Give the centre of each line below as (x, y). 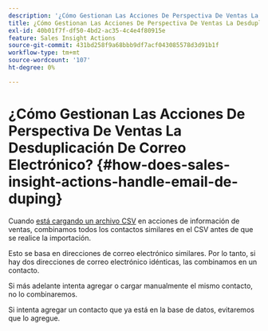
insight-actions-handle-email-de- (123, 181)
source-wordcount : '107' (49, 61)
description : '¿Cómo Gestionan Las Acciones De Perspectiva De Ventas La (134, 16)
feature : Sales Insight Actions (62, 38)
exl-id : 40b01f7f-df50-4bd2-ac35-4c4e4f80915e (87, 30)
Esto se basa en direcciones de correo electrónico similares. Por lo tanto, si (132, 253)
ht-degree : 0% (32, 68)
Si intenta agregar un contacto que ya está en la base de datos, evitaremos (132, 309)
